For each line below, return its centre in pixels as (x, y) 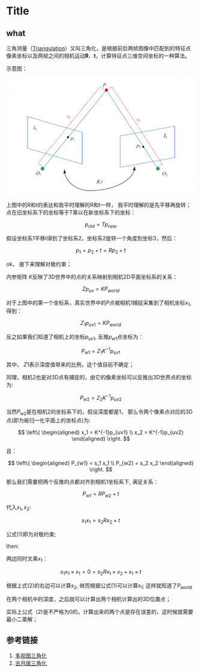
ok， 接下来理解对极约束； (39, 264)
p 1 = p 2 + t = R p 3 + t (101, 251)
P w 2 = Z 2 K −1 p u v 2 (101, 398)
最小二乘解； (22, 619)
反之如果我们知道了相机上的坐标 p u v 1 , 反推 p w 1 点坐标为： (75, 337)
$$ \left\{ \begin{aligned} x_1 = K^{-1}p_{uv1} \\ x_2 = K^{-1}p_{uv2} (101, 432)
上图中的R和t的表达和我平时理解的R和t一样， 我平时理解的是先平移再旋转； (99, 205)
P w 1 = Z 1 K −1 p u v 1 (101, 351)
